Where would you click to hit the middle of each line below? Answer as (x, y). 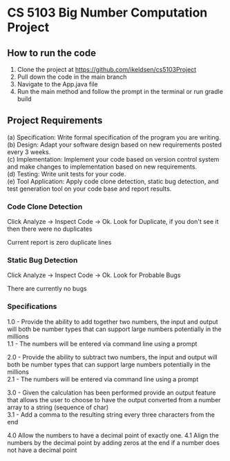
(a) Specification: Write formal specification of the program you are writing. (114, 137)
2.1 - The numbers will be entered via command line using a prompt (103, 379)
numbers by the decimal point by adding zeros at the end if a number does (113, 442)
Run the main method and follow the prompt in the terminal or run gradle (120, 92)
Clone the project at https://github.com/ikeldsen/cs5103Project (107, 69)
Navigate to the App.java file (57, 84)
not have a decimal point (42, 450)
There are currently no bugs (47, 289)
